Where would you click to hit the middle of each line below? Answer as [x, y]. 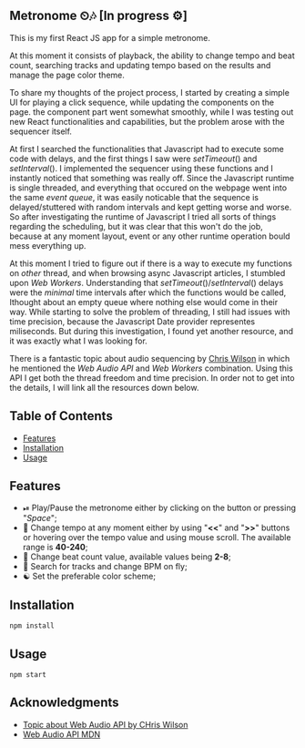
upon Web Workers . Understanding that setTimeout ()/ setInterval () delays [147, 282]
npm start [28, 675]
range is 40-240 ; [55, 548]
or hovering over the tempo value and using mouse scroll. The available [157, 538]
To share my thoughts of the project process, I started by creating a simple [149, 92]
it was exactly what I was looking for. [78, 341]
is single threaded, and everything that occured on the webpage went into [148, 188]
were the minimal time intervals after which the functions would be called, [148, 292]
